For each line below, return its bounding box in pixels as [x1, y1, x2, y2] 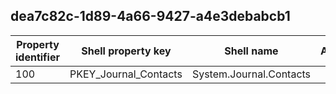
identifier [15, 50, 60, 64]
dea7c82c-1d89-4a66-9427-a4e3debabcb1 [10, 8, 291, 25]
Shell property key [81, 44, 172, 58]
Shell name [224, 44, 279, 58]
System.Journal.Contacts [191, 67, 312, 81]
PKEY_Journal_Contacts [69, 67, 183, 81]
